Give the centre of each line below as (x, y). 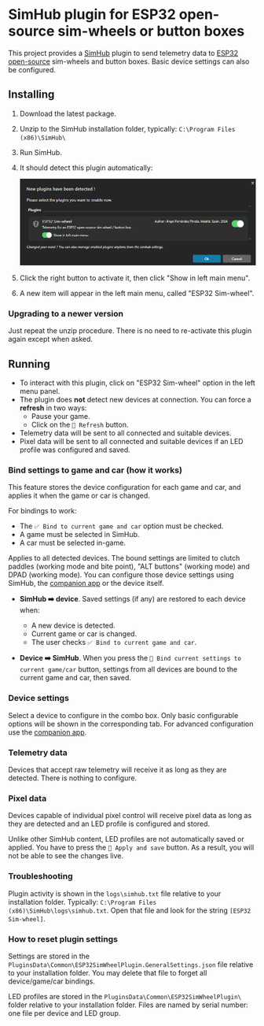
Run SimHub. (41, 152)
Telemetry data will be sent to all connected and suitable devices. (125, 433)
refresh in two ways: (53, 408)
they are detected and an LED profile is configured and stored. (109, 824)
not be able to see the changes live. (66, 856)
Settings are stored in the (49, 956)
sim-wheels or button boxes (151, 31)
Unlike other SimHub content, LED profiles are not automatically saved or (126, 839)
